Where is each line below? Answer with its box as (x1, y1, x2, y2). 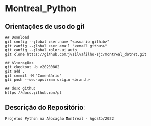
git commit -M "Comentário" (5, 73, 62, 78)
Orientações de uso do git (5, 22, 85, 31)
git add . (5, 69, 25, 74)
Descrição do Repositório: (5, 103, 86, 111)
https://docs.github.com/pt (5, 90, 62, 95)
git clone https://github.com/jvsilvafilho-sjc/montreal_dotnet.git (5, 52, 147, 57)
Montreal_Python (5, 3, 77, 14)
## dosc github (5, 86, 36, 91)
